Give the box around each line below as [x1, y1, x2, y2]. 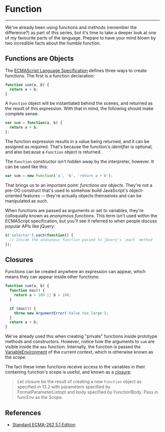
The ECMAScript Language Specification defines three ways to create [5, 68, 147, 73]
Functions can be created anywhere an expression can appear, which [5, 269, 146, 275]
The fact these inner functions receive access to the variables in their [5, 364, 146, 370]
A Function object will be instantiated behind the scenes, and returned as [5, 100, 153, 107]
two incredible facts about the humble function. [5, 40, 101, 46]
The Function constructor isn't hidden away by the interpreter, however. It [5, 159, 154, 164]
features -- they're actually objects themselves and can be [23, 192, 142, 198]
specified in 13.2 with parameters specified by [17, 384, 110, 390]
